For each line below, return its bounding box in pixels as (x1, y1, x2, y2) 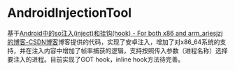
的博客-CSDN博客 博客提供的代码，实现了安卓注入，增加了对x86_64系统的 (7, 37, 220, 46)
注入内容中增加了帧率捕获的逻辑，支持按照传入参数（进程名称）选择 (31, 46, 228, 55)
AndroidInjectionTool (7, 5, 132, 21)
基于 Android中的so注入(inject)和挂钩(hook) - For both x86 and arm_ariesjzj (7, 29, 223, 37)
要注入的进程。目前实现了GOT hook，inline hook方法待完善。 (7, 55, 185, 64)
